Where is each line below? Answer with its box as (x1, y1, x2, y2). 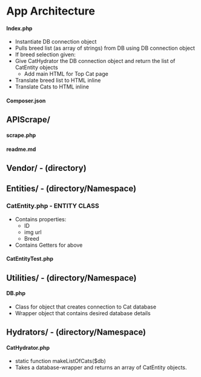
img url (24, 229, 42, 236)
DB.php (6, 290, 26, 297)
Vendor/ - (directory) (6, 162, 87, 173)
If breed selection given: (15, 51, 76, 58)
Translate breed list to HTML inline (15, 77, 101, 84)
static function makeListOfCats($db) (15, 358, 106, 365)
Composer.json (6, 97, 46, 104)
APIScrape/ (6, 115, 50, 125)
